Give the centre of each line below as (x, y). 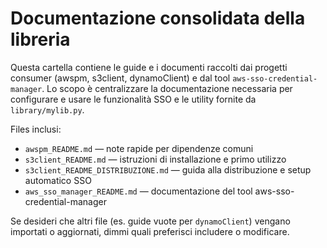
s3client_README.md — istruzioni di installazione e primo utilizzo (155, 159)
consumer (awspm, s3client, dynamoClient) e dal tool (120, 78)
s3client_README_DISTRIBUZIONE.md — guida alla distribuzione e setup (168, 169)
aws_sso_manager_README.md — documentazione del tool (138, 191)
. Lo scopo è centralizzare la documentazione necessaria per (167, 88)
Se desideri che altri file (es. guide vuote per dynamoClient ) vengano (150, 221)
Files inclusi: (36, 129)
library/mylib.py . (47, 109)
